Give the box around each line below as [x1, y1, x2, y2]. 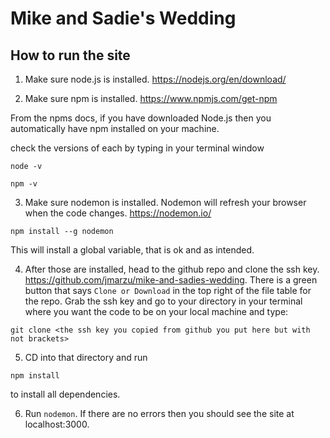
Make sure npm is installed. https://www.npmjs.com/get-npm [24, 93, 278, 104]
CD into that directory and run [24, 352, 148, 363]
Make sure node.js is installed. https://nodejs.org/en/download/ [24, 73, 287, 85]
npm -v [10, 179, 38, 189]
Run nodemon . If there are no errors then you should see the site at [24, 408, 295, 419]
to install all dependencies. [10, 388, 121, 400]
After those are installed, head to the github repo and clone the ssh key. [24, 263, 320, 275]
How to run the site [10, 47, 131, 64]
